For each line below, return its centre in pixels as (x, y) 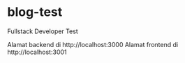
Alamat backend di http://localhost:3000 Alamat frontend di (93, 44)
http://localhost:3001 (37, 52)
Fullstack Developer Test (43, 31)
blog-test (35, 12)
